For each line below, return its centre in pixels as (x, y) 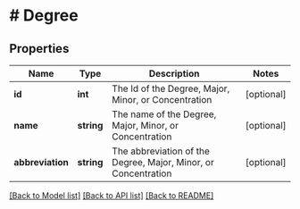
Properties (39, 49)
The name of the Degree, (164, 114)
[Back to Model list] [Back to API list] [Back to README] (112, 196)
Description (174, 74)
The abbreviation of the (160, 151)
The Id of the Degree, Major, (171, 88)
